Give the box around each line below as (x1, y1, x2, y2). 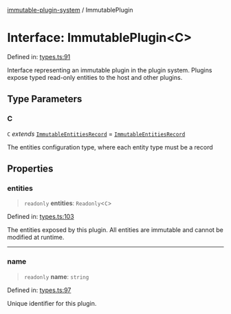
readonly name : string (23, 272, 89, 281)
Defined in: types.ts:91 (7, 52, 71, 61)
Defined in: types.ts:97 (7, 286, 71, 294)
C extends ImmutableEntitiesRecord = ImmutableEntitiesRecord (7, 129, 186, 138)
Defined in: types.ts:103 (7, 213, 74, 221)
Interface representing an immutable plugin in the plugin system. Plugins (7, 65, 212, 74)
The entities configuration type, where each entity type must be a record (7, 143, 213, 151)
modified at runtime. (7, 233, 65, 242)
